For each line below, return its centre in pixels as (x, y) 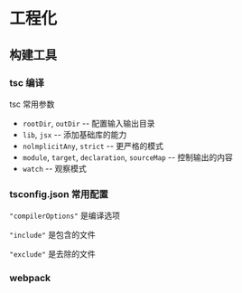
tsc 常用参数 (32, 104)
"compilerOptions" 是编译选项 (65, 216)
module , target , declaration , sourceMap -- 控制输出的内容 (127, 157)
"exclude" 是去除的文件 (53, 254)
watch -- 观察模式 (55, 168)
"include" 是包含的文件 (53, 235)
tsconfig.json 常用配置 (59, 194)
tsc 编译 (27, 82)
